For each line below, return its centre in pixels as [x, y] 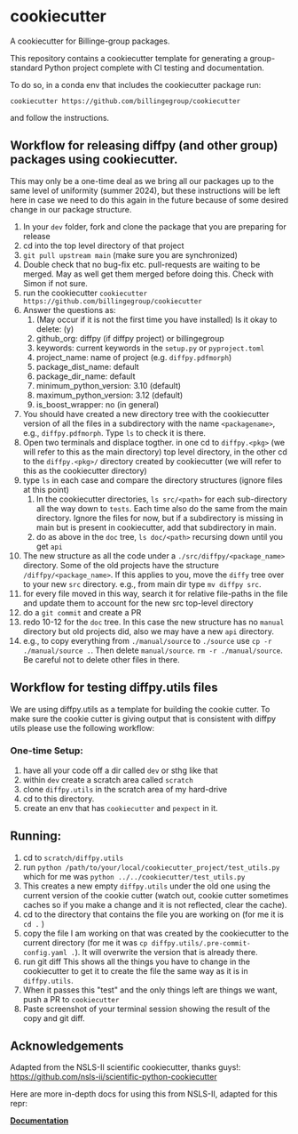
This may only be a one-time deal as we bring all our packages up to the [142, 181]
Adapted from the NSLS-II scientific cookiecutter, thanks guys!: [125, 1067]
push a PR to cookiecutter [71, 999]
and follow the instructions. [60, 117]
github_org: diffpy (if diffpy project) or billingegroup [130, 338]
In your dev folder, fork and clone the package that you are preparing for [154, 226]
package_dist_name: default [88, 366]
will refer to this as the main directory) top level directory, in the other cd [155, 452]
